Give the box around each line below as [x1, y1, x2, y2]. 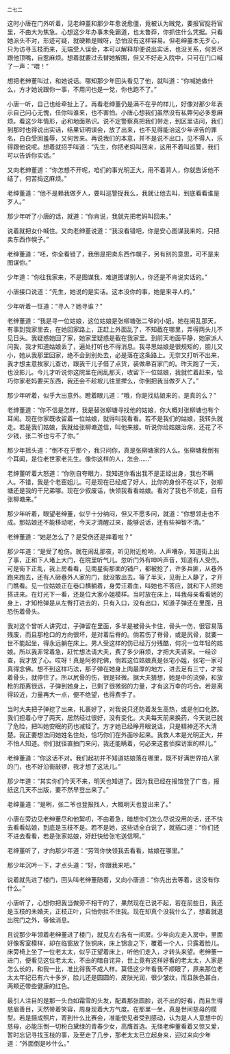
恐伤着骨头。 [7, 608, 43, 615]
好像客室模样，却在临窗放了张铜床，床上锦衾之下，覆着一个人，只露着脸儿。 [7, 939, 223, 947]
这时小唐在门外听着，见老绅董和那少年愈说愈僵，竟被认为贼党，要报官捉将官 [7, 19, 223, 27]
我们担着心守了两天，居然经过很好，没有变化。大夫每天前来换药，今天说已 [7, 714, 217, 721]
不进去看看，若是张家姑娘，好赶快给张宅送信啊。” [7, 832, 145, 840]
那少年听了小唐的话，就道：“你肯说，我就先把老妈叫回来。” [7, 212, 172, 220]
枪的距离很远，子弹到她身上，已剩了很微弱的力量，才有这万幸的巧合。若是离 [7, 682, 223, 690]
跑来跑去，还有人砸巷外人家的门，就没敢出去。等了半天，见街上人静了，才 [7, 573, 217, 581]
